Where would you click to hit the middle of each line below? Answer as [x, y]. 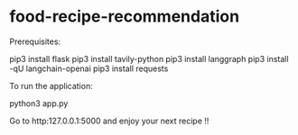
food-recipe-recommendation [125, 17]
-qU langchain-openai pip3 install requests [89, 68]
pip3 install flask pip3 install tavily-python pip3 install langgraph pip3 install [149, 58]
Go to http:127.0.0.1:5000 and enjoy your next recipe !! [109, 121]
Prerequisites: [35, 41]
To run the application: [51, 85]
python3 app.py [39, 103]
